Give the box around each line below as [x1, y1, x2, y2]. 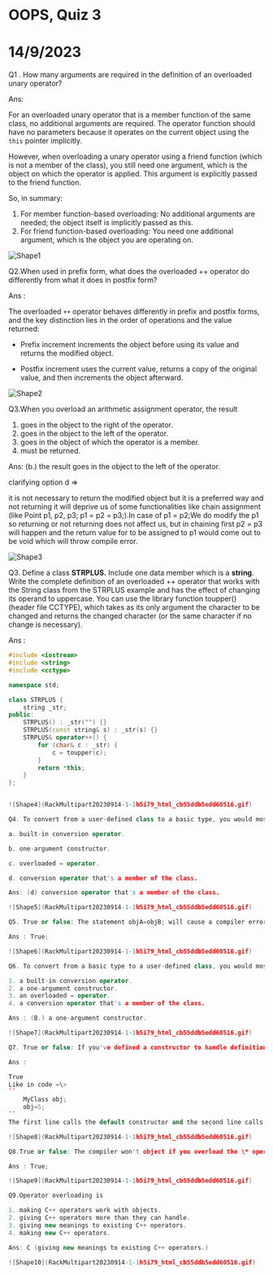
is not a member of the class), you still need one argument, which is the [8, 160, 248, 170]
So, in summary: [8, 194, 63, 203]
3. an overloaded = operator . [8, 992, 111, 1000]
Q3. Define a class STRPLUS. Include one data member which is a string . [8, 568, 254, 578]
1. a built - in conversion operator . [8, 977, 132, 985]
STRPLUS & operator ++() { [23, 733, 107, 742]
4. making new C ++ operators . [8, 1229, 111, 1237]
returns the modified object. [19, 348, 114, 359]
